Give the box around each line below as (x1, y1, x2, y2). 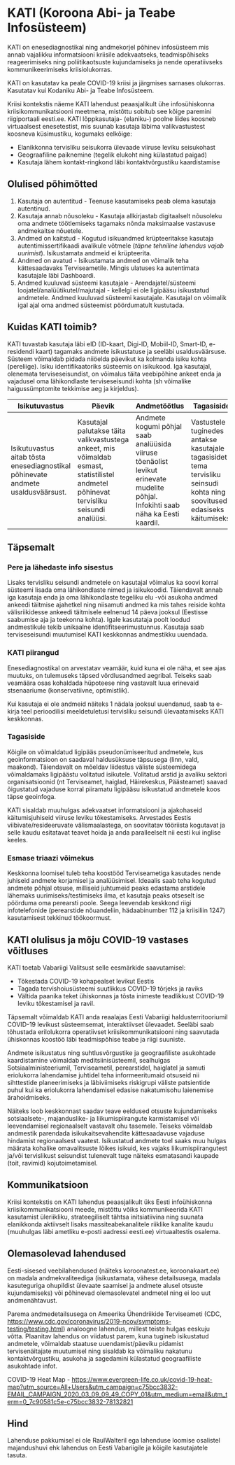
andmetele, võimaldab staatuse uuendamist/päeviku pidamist (7, 1339, 184, 1347)
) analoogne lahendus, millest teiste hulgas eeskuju (62, 1324, 211, 1333)
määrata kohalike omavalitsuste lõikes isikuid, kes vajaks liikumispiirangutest (7, 1144, 227, 1152)
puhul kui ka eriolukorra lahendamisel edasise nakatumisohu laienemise (7, 1086, 214, 1094)
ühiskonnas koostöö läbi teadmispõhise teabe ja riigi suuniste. (7, 1035, 186, 1043)
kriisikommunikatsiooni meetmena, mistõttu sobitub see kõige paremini (7, 107, 212, 115)
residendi (7, 347, 34, 355)
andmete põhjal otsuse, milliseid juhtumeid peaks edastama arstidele (7, 884, 206, 893)
